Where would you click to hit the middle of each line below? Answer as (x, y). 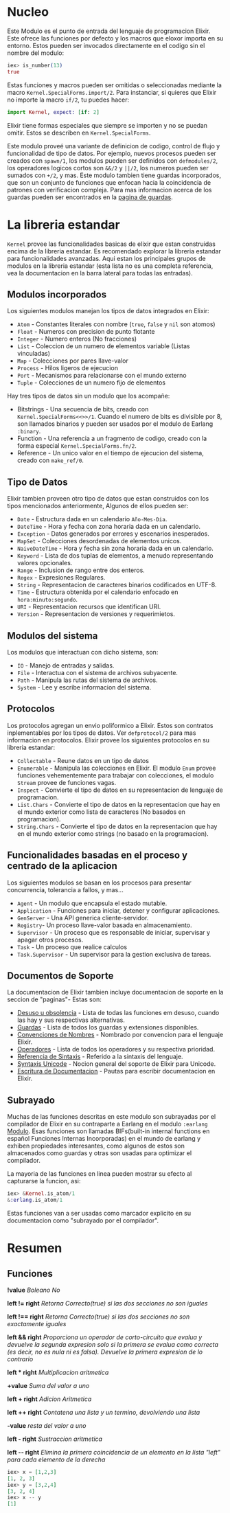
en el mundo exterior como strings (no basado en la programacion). (113, 833)
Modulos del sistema (53, 636)
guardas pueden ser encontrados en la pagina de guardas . (90, 197)
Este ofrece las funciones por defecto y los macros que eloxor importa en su (115, 38)
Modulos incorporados (57, 294)
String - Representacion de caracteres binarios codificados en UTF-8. (117, 585)
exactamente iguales (37, 1323)
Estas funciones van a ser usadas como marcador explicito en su (99, 1213)
